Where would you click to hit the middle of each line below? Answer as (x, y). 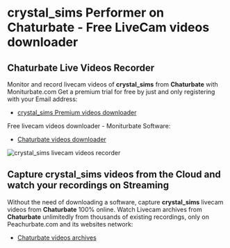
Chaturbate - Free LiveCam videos (108, 27)
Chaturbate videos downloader (61, 139)
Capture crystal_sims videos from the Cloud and (114, 175)
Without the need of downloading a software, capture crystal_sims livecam (115, 202)
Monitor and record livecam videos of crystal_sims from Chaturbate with (113, 84)
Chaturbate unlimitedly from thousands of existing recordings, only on (108, 217)
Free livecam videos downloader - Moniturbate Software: (89, 126)
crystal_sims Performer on (86, 13)
